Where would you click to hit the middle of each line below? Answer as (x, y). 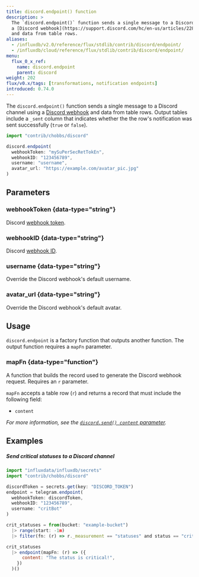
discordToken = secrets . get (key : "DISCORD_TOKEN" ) (70, 487)
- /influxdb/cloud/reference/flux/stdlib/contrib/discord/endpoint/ (98, 51)
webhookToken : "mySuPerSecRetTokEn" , (58, 152)
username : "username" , (39, 163)
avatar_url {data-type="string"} (53, 295)
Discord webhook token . (36, 222)
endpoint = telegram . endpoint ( (45, 492)
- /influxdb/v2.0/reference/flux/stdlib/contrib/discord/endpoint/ (97, 45)
